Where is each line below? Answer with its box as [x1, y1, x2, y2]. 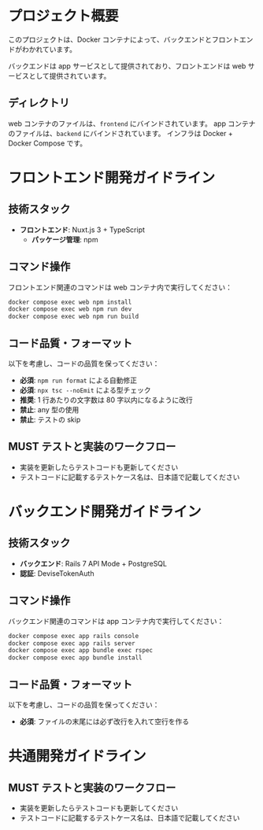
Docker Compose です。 [8, 138, 87, 148]
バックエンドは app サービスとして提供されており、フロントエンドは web [8, 61, 246, 71]
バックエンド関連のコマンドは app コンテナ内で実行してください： [8, 616, 224, 625]
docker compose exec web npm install [8, 298, 132, 306]
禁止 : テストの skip [19, 415, 81, 424]
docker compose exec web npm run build [8, 312, 139, 321]
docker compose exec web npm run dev [8, 305, 132, 313]
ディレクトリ [8, 96, 70, 110]
